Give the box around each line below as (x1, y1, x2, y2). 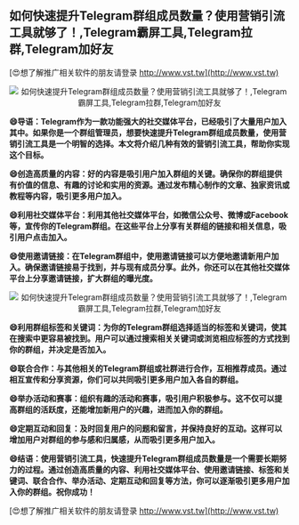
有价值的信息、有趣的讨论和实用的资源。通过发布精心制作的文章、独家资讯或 (9, 179, 290, 190)
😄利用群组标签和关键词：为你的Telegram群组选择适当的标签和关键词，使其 (9, 321, 287, 332)
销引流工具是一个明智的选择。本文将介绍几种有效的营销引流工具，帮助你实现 (9, 138, 290, 149)
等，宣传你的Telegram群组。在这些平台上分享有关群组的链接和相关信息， (9, 221, 279, 231)
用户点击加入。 (16, 231, 72, 242)
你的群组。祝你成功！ (16, 486, 95, 497)
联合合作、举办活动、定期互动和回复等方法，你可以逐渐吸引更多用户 (32, 475, 282, 486)
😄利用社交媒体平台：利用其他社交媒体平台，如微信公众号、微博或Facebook (9, 209, 289, 220)
